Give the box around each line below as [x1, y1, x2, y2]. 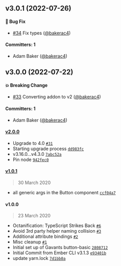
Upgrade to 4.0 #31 [12, 140, 53, 146]
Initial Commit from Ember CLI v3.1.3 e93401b [12, 250, 106, 256]
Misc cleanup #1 [12, 239, 47, 245]
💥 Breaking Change [5, 82, 48, 88]
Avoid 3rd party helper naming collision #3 [12, 228, 101, 234]
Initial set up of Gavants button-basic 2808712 [12, 244, 108, 251]
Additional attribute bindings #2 [12, 233, 78, 240]
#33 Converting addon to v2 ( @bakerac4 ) [12, 94, 101, 100]
